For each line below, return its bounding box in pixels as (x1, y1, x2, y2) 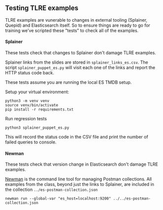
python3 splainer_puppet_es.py (5, 125, 69, 130)
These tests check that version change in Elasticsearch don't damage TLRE (5, 161, 159, 167)
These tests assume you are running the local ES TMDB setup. (5, 79, 132, 85)
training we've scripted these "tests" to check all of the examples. (5, 27, 139, 34)
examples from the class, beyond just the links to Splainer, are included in (5, 181, 154, 187)
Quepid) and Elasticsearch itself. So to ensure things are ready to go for (5, 22, 150, 28)
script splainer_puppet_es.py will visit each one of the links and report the (5, 65, 156, 70)
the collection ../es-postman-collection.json (5, 187, 98, 193)
